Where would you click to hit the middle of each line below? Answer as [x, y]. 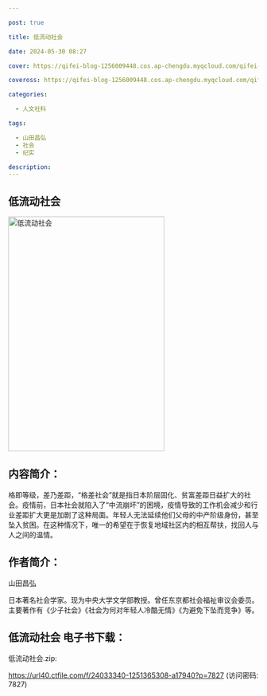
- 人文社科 [31, 109]
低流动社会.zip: [33, 658]
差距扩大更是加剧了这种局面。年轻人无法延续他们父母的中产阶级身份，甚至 [137, 514]
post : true [26, 22]
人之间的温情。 [33, 534]
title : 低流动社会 [36, 37]
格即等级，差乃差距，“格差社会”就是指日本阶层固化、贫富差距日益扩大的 [126, 494]
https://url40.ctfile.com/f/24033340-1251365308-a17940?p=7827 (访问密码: [133, 675]
